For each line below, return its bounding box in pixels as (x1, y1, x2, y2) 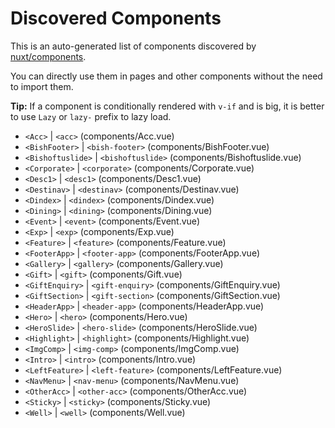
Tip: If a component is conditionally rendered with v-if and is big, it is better (10, 100, 325, 112)
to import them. (10, 80, 74, 92)
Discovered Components (10, 7, 222, 30)
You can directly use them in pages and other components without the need (10, 70, 323, 82)
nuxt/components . (10, 50, 87, 62)
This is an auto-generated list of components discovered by (10, 40, 257, 52)
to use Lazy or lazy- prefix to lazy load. (10, 110, 172, 122)
